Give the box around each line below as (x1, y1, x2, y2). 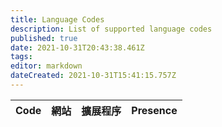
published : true (10, 33, 78, 43)
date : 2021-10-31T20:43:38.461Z (10, 42, 145, 53)
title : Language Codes (10, 14, 105, 25)
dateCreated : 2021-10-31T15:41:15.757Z (10, 71, 177, 81)
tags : (10, 52, 33, 62)
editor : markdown (10, 61, 83, 71)
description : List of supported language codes (10, 24, 213, 34)
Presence (131, 103, 178, 117)
